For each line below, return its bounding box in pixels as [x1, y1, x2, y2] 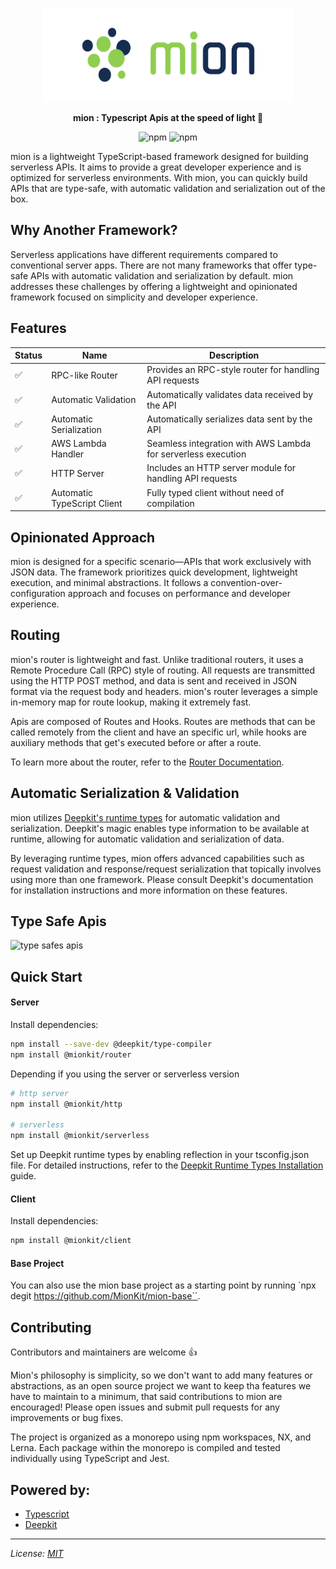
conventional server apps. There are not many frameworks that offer [10, 259, 293, 271]
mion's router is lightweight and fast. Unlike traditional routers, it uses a [10, 653, 304, 665]
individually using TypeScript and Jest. [10, 1453, 170, 1465]
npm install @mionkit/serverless [10, 1131, 150, 1141]
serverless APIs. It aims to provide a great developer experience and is [10, 161, 302, 173]
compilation [146, 497, 195, 509]
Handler [51, 448, 85, 460]
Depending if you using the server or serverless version [10, 1068, 240, 1080]
